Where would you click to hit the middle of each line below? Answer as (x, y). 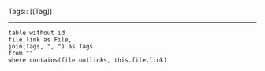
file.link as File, (40, 40)
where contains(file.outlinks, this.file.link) (88, 60)
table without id (37, 33)
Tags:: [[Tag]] (30, 11)
